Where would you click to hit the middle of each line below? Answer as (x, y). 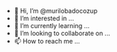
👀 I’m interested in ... (44, 18)
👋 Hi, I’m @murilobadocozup (56, 11)
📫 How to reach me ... (47, 41)
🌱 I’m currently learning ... (52, 26)
